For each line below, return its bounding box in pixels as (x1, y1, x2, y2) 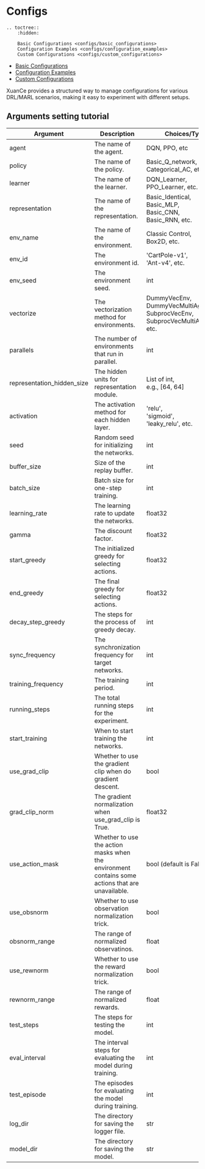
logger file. (94, 1127, 125, 1135)
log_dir (9, 1119, 29, 1128)
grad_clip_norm (9, 808, 54, 816)
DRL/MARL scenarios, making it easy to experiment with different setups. (6, 93, 190, 100)
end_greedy (9, 588, 44, 597)
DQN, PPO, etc (146, 143, 189, 152)
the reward (94, 962, 126, 970)
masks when (94, 848, 131, 857)
